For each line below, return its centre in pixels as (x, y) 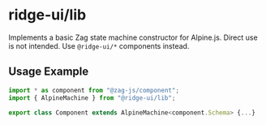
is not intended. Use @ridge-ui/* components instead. (99, 45)
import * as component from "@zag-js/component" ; (94, 90)
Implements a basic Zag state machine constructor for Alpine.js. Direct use (133, 37)
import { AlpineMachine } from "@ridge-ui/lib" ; (92, 98)
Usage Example (49, 72)
